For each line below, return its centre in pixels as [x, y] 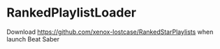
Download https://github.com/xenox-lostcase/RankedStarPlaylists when [110, 32]
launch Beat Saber [33, 39]
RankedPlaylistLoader [72, 13]
